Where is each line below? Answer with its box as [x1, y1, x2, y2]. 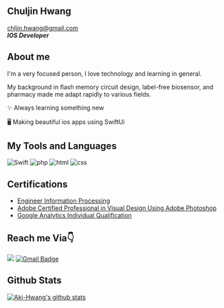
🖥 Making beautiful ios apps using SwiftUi [7, 117, 125, 126]
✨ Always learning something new [7, 103, 104, 112]
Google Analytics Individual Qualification [16, 212, 132, 220]
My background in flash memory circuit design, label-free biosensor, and [7, 83, 214, 91]
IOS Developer [7, 31, 49, 39]
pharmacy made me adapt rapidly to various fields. [7, 90, 151, 99]
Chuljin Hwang [7, 6, 71, 17]
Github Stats [7, 275, 62, 287]
